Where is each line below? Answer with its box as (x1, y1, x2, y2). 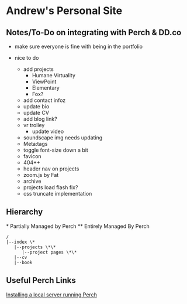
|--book (13, 259, 33, 265)
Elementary (32, 84, 60, 91)
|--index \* (6, 239, 35, 245)
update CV (23, 110, 50, 116)
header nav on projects (23, 165, 79, 172)
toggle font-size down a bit (23, 146, 89, 153)
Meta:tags (23, 141, 48, 147)
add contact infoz (23, 97, 66, 104)
